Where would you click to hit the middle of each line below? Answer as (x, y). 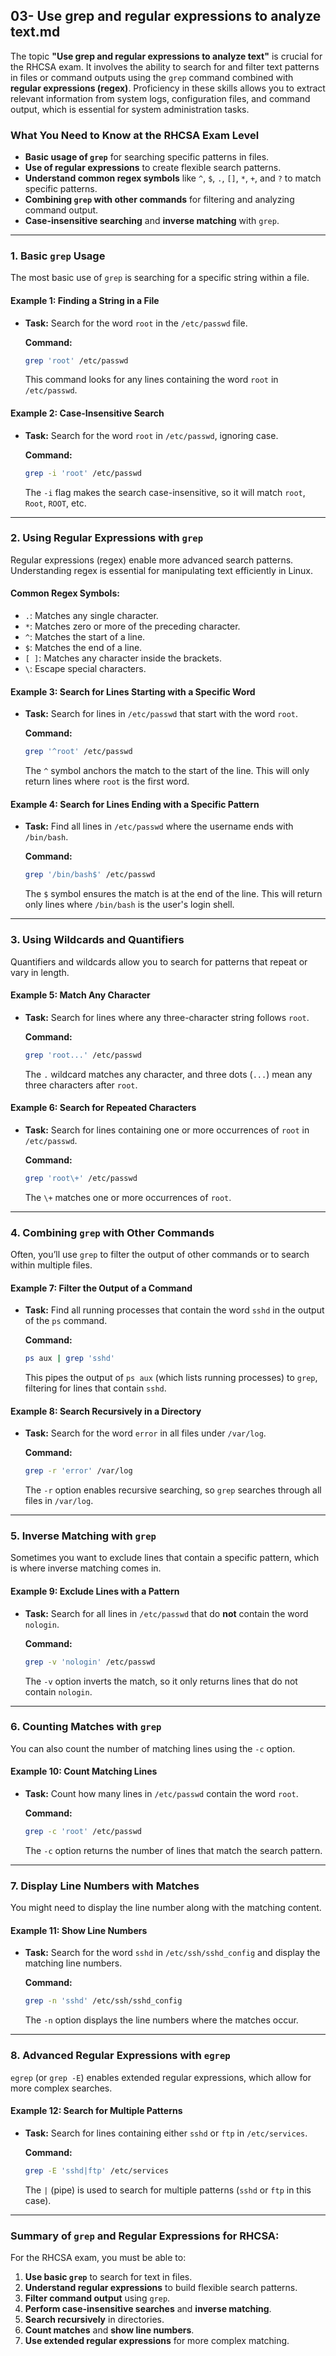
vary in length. (40, 972)
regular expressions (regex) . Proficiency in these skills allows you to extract (168, 88)
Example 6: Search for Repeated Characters (103, 1108)
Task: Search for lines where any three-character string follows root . (167, 1017)
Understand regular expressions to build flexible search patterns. (161, 2287)
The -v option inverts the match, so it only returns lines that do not (161, 1681)
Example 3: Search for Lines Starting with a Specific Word (133, 691)
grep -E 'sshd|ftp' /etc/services (96, 2170)
